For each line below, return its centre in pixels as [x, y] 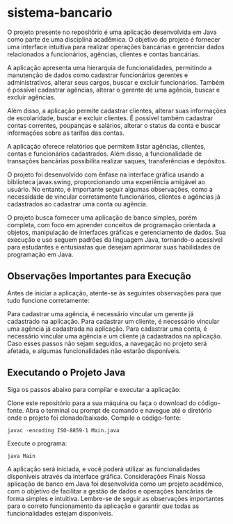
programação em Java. [40, 254]
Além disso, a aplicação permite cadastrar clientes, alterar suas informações [117, 110]
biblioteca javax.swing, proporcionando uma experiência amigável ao [106, 181]
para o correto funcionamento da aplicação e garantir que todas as [103, 506]
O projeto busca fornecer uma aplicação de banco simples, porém [102, 218]
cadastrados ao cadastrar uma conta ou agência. [78, 204]
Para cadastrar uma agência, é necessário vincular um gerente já [101, 313]
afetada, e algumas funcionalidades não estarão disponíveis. [94, 351]
